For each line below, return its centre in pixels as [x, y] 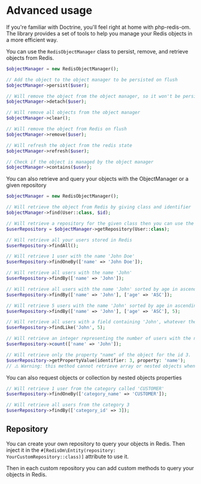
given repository [26, 185]
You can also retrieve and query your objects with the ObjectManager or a [98, 179]
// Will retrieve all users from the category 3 [68, 405]
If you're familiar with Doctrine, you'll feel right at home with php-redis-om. [99, 27]
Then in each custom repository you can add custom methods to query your [100, 468]
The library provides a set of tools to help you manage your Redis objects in [99, 33]
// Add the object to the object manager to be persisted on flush [92, 80]
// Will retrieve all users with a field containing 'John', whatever [96, 322]
